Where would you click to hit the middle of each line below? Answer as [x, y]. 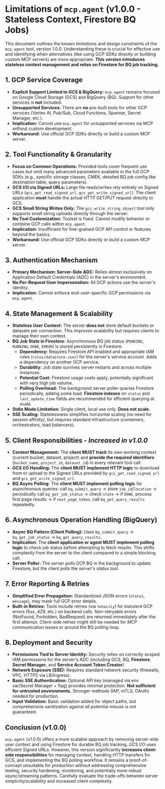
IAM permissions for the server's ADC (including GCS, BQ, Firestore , [82, 660]
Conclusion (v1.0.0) [36, 727]
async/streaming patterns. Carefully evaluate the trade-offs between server [82, 776]
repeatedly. [24, 505]
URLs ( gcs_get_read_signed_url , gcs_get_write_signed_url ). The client [84, 192]
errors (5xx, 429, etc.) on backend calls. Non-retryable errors [74, 611]
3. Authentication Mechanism [52, 260]
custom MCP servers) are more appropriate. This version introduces [75, 59]
